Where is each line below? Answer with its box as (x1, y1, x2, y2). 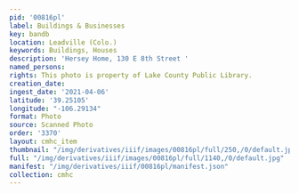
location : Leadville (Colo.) (9, 37, 117, 47)
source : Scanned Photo (9, 121, 93, 130)
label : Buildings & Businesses (9, 21, 125, 30)
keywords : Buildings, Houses (9, 46, 117, 55)
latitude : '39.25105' (9, 95, 90, 105)
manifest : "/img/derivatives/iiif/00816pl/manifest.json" (9, 162, 229, 171)
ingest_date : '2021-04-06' (9, 87, 109, 96)
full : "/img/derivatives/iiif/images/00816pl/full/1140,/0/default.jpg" (9, 153, 285, 163)
